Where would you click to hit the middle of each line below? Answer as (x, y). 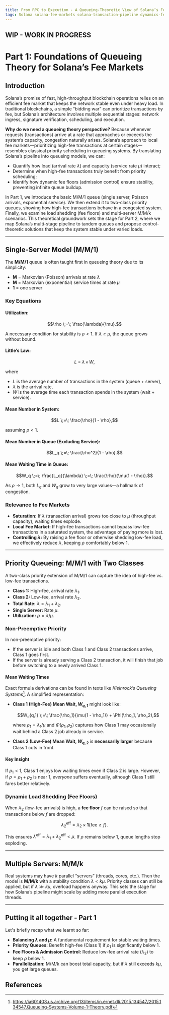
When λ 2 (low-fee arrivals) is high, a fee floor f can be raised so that (76, 808)
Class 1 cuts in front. (33, 748)
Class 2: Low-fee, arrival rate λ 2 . (47, 598)
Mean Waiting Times (27, 677)
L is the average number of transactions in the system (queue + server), (87, 382)
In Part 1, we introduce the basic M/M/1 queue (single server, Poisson (77, 197)
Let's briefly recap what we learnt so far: (47, 930)
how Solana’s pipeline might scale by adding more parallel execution (76, 892)
